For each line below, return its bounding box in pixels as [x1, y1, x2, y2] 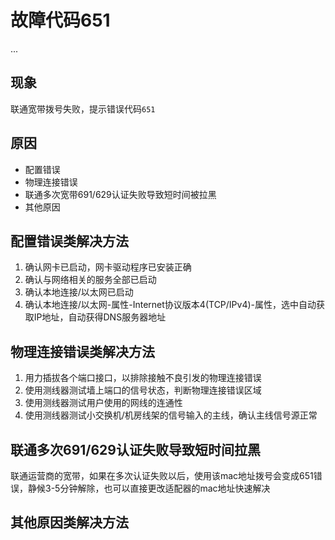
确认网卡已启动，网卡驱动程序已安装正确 [24, 261, 192, 273]
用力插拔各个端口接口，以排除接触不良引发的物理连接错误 [24, 372, 262, 384]
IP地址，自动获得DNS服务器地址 [33, 311, 167, 323]
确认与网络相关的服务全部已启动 [24, 274, 157, 286]
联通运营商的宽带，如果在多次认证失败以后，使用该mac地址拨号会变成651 [10, 470, 314, 481]
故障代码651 [10, 9, 111, 32]
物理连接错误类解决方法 [10, 343, 155, 360]
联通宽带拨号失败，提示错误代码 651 [10, 102, 156, 115]
